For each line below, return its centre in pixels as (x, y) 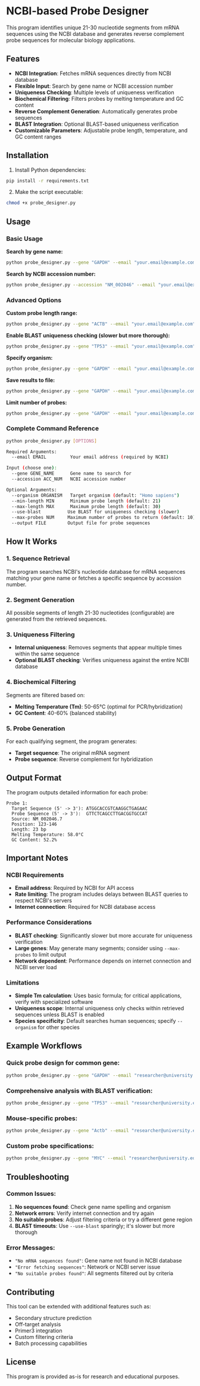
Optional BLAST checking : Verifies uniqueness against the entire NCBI (102, 660)
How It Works (32, 542)
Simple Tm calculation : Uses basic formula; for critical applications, (98, 996)
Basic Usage (25, 239)
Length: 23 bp (29, 829)
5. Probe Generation (36, 728)
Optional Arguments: (32, 490)
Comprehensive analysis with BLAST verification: (79, 1091)
